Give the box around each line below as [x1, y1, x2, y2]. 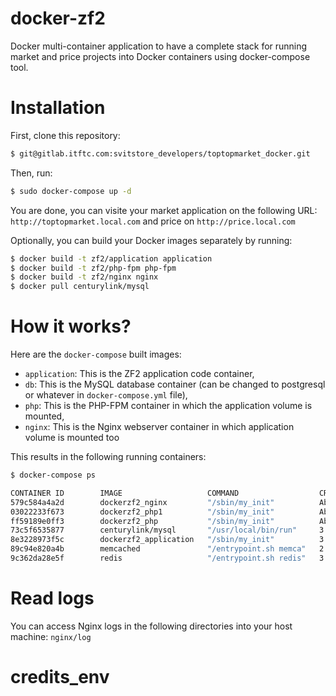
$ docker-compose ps [10, 470, 97, 481]
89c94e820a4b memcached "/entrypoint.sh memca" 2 [10, 544, 325, 554]
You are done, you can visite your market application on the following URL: [10, 204, 318, 216]
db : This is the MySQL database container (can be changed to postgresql [24, 378, 326, 391]
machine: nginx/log [10, 630, 92, 642]
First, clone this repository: [10, 129, 121, 141]
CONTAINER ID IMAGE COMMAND [10, 488, 240, 498]
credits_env [10, 666, 110, 689]
